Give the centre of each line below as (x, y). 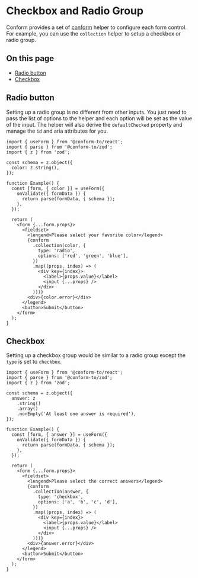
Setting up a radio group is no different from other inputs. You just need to (96, 112)
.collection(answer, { (60, 492)
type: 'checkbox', (60, 497)
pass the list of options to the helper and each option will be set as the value (99, 118)
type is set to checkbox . (34, 362)
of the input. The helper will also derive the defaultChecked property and (94, 124)
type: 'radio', (57, 251)
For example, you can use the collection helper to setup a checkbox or (93, 33)
